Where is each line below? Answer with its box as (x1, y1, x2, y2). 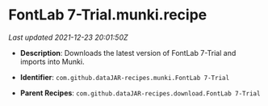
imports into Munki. (19, 57, 85, 66)
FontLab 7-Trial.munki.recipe (8, 6, 207, 24)
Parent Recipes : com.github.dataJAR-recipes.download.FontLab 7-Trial (19, 87, 261, 98)
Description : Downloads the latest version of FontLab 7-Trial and (19, 48, 237, 57)
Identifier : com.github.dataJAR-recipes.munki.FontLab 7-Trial (19, 72, 230, 82)
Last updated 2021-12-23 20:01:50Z (8, 32, 128, 42)
